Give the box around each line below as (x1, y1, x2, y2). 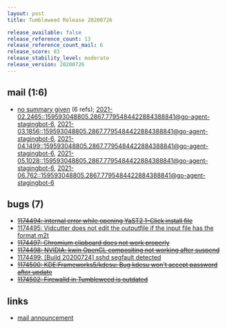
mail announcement (17, 313, 74, 322)
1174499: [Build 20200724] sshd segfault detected (17, 253, 161, 262)
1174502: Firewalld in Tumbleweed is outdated (17, 276, 148, 284)
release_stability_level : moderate (7, 55, 110, 62)
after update (17, 268, 53, 276)
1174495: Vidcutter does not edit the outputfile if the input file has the (17, 224, 214, 232)
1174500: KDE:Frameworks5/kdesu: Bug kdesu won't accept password (17, 260, 218, 269)
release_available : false (7, 29, 81, 36)
